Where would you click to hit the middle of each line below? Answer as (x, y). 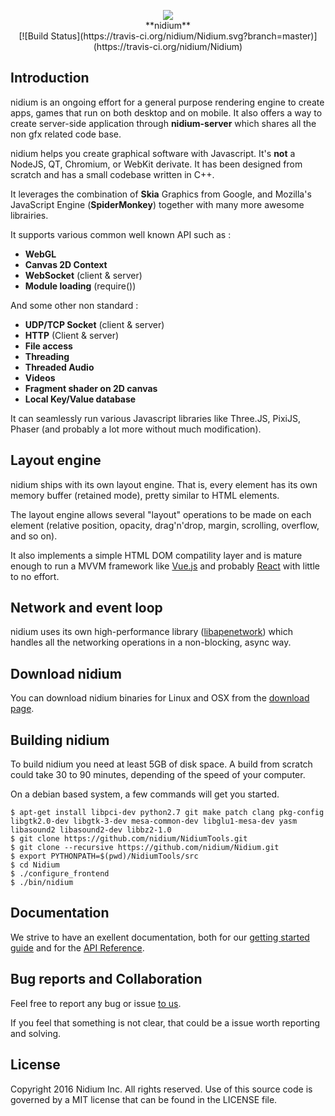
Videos (40, 377)
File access (48, 346)
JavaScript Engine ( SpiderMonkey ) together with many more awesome (157, 204)
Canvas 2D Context (66, 264)
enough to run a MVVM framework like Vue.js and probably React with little (165, 566)
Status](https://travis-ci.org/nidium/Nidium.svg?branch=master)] (184, 36)
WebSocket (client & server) (83, 275)
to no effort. (35, 576)
